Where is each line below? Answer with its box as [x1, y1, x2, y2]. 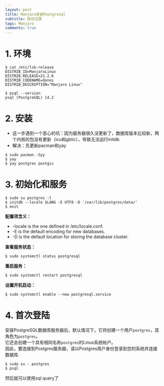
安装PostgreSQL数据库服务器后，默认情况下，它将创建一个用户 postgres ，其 [5, 327, 159, 333]
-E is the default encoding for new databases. [12, 228, 105, 234]
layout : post [5, 7, 32, 12]
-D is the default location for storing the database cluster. [12, 234, 129, 240]
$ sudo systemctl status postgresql [5, 253, 80, 259]
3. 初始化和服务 [5, 179, 67, 190]
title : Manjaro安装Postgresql [5, 12, 66, 17]
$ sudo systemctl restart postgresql [5, 273, 83, 278]
